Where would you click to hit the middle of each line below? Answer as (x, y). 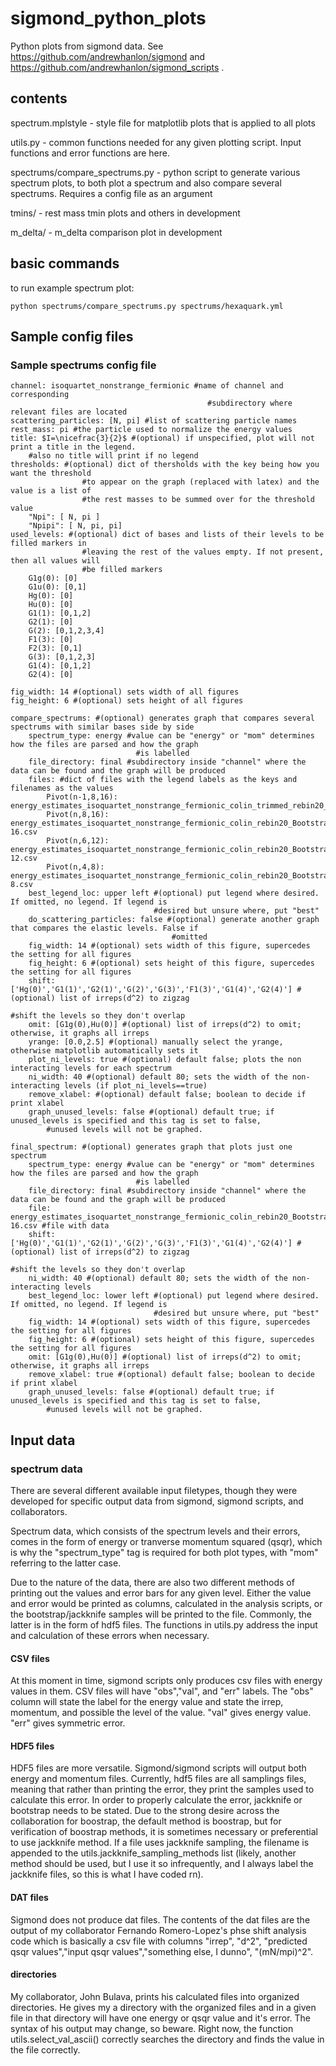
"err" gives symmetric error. (68, 1723)
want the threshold (51, 473)
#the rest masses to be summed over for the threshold (198, 500)
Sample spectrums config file (83, 365)
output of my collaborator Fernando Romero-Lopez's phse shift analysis (158, 1930)
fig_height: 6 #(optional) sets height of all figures (127, 701)
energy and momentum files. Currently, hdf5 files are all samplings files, (158, 1779)
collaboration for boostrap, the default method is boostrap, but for (146, 1821)
